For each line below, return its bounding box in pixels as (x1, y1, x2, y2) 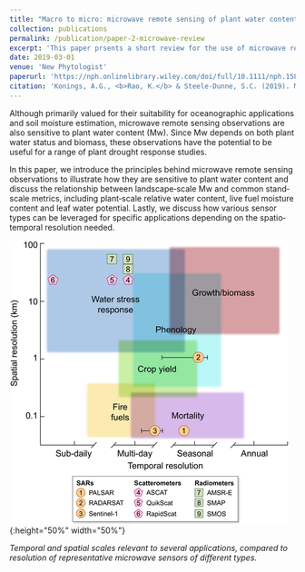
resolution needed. (44, 222, 115, 232)
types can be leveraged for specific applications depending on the (9, 212, 259, 222)
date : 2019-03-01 (9, 53, 75, 63)
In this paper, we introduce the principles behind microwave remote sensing (9, 163, 293, 174)
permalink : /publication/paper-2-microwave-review (9, 34, 205, 43)
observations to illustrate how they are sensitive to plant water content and (9, 173, 289, 184)
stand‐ (265, 182, 290, 194)
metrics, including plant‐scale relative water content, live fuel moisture (31, 192, 294, 203)
